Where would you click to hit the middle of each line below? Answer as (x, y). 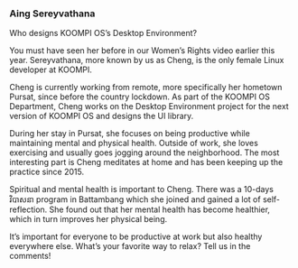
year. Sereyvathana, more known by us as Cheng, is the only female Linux (147, 60)
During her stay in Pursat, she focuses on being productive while (130, 134)
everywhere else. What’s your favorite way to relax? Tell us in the (130, 246)
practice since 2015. (47, 172)
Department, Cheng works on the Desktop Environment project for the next (149, 106)
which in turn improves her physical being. (88, 219)
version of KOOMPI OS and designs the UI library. (102, 116)
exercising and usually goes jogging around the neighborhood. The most (144, 152)
